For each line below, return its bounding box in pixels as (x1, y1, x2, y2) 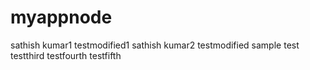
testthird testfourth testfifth (10, 49, 122, 61)
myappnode (10, 6, 113, 29)
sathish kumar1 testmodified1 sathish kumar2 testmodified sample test (10, 39, 300, 51)
